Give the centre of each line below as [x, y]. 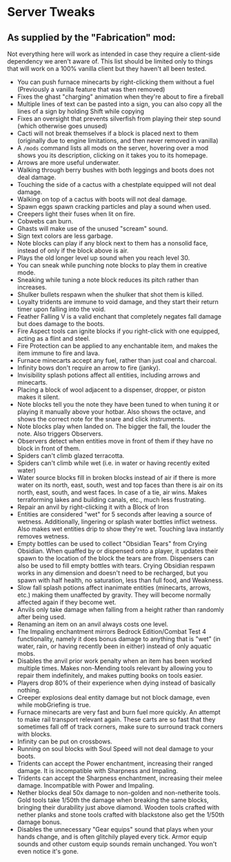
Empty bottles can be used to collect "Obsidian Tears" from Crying [112, 543]
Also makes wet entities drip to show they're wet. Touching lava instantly [120, 529]
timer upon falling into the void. [61, 309]
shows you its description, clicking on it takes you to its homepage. [112, 155]
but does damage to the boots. [61, 324]
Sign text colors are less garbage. [65, 236]
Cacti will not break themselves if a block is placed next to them [108, 133]
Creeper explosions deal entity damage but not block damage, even [113, 698]
